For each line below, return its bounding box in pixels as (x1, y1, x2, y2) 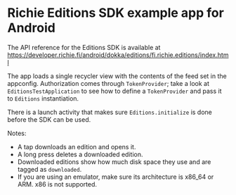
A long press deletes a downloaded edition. (17, 150, 143, 158)
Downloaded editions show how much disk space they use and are (17, 157, 211, 166)
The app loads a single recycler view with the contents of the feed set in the (7, 72, 227, 80)
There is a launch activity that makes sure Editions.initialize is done (7, 108, 213, 116)
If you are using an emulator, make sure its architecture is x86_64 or (17, 172, 214, 181)
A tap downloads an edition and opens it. (17, 142, 136, 151)
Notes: (7, 129, 27, 137)
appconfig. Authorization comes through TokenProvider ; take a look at (7, 79, 209, 87)
